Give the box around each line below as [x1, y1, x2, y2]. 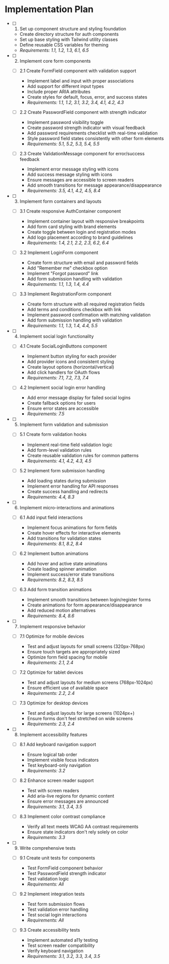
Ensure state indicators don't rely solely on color [27, 829, 129, 835]
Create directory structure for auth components [19, 31, 119, 37]
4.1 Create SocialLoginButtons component [19, 343, 107, 349]
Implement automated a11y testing [27, 937, 98, 943]
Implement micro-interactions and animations [19, 504, 115, 510]
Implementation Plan [5, 4, 94, 15]
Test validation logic [27, 876, 69, 882]
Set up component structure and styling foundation [19, 25, 126, 31]
